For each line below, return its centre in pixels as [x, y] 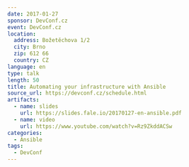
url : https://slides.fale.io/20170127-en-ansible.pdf [101, 113]
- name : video [34, 119]
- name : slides [36, 107]
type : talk [23, 73]
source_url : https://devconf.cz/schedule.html [77, 93]
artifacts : [23, 100]
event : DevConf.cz [34, 27]
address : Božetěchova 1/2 [52, 41]
